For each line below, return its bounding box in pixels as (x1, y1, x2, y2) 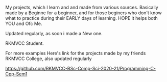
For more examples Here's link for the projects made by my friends (5, 50, 146, 56)
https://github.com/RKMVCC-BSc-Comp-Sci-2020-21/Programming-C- (5, 66, 156, 71)
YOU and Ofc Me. (5, 20, 42, 26)
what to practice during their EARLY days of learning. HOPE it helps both (5, 15, 158, 21)
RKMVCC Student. (5, 40, 44, 46)
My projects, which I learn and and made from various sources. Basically (5, 5, 158, 10)
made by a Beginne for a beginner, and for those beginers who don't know (5, 10, 162, 16)
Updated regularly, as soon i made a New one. (5, 31, 103, 36)
